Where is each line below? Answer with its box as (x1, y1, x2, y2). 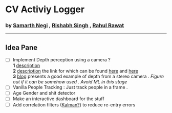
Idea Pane (5, 43, 38, 52)
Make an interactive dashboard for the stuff (12, 96, 104, 102)
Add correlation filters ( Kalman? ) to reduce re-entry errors (12, 101, 136, 108)
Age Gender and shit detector (12, 90, 76, 96)
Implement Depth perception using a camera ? (12, 57, 111, 63)
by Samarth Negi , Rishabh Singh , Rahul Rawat (5, 22, 124, 29)
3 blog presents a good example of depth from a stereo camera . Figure (12, 73, 164, 80)
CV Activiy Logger (5, 4, 85, 15)
